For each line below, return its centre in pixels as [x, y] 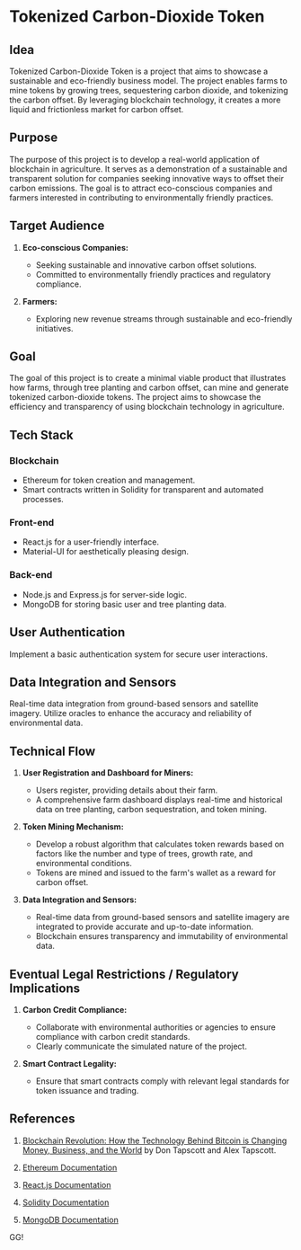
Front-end [32, 523]
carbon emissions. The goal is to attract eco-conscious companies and [141, 188]
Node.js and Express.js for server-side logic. [104, 594]
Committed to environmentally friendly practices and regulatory [153, 274]
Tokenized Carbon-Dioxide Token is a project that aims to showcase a [139, 71]
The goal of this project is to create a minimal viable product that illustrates [148, 378]
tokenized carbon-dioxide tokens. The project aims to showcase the [135, 397]
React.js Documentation [66, 1184]
